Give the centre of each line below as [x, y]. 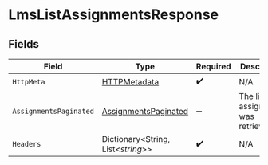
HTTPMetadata [130, 81]
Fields [24, 44]
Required [213, 67]
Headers [27, 144]
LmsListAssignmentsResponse [114, 15]
